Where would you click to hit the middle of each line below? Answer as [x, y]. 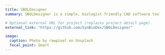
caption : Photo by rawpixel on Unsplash [51, 41]
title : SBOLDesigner [26, 9]
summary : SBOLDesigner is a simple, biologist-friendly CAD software [78, 14]
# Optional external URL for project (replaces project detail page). [79, 23]
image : [12, 36]
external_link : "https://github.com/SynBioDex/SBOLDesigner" [69, 27]
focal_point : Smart [29, 45]
